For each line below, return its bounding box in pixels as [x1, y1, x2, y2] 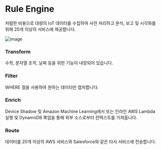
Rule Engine [5, 3, 55, 15]
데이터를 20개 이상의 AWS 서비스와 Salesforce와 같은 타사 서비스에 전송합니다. [5, 139, 157, 145]
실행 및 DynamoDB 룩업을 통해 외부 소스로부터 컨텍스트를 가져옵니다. [5, 114, 138, 120]
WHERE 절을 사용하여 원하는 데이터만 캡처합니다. [5, 84, 99, 90]
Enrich [5, 97, 21, 104]
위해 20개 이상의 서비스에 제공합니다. [5, 26, 76, 32]
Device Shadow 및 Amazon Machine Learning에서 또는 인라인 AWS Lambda [5, 108, 156, 114]
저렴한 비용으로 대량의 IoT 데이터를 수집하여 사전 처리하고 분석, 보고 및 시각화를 [5, 20, 156, 26]
